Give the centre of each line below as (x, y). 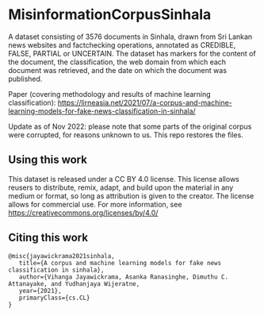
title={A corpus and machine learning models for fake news (120, 263)
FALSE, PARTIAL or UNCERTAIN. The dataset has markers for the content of (132, 53)
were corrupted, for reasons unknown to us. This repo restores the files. (126, 135)
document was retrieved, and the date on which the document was (118, 70)
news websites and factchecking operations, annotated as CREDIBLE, (122, 44)
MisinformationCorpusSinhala (110, 15)
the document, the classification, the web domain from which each (117, 62)
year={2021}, (40, 291)
